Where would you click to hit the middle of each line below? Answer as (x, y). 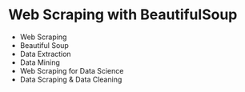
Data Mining (40, 62)
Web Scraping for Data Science (72, 70)
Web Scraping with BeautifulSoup (123, 15)
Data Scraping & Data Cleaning (71, 79)
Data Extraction (45, 54)
